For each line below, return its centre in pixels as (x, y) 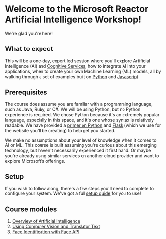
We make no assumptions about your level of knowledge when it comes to (81, 140)
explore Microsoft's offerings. (35, 161)
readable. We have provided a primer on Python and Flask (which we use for (83, 125)
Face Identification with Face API (46, 232)
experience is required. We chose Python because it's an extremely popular (82, 114)
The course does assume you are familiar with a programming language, (79, 104)
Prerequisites (26, 92)
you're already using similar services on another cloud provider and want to (82, 156)
